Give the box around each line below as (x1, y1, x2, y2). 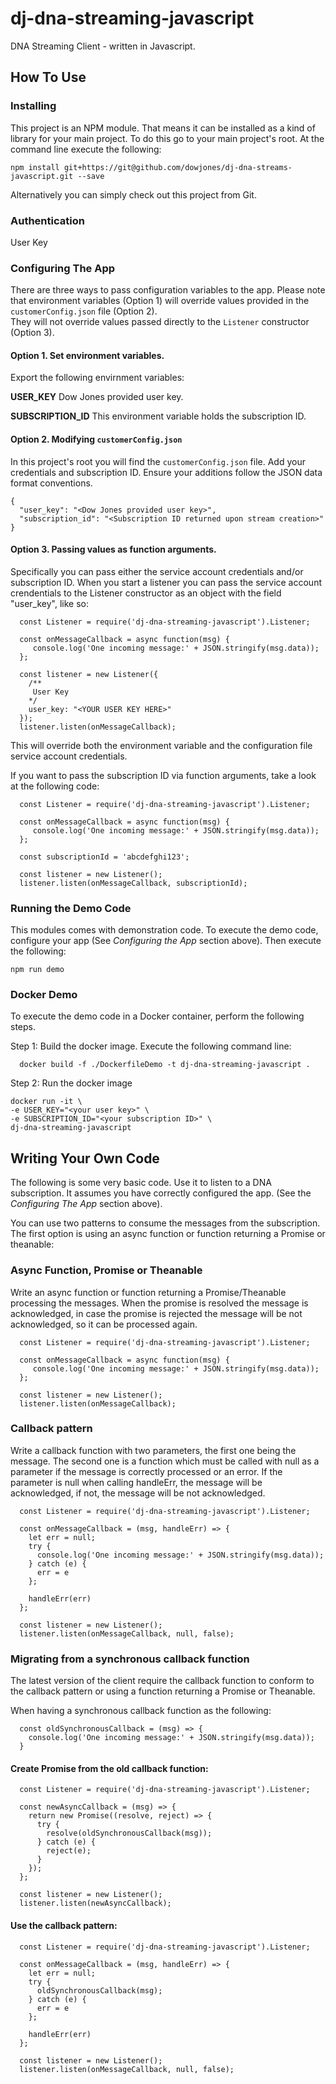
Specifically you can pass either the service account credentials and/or (10, 565, 304, 577)
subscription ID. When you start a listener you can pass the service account (10, 576, 322, 588)
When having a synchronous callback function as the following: (10, 1705, 272, 1717)
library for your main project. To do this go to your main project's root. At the (10, 132, 325, 144)
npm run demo (10, 965, 65, 975)
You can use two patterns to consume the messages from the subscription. (10, 1217, 321, 1229)
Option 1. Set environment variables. (10, 349, 165, 361)
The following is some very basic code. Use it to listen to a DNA (10, 1177, 272, 1189)
